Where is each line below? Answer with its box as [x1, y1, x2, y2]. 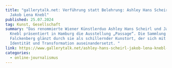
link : [5, 46, 17, 51]
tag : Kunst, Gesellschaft [5, 21, 60, 27]
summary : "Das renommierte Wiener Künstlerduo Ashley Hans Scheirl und [5, 27, 161, 32]
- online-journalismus [10, 55, 58, 60]
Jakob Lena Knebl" [10, 12, 50, 17]
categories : [5, 50, 31, 55]
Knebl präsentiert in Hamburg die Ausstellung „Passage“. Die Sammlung [10, 31, 166, 36]
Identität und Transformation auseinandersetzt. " [10, 41, 120, 46]
